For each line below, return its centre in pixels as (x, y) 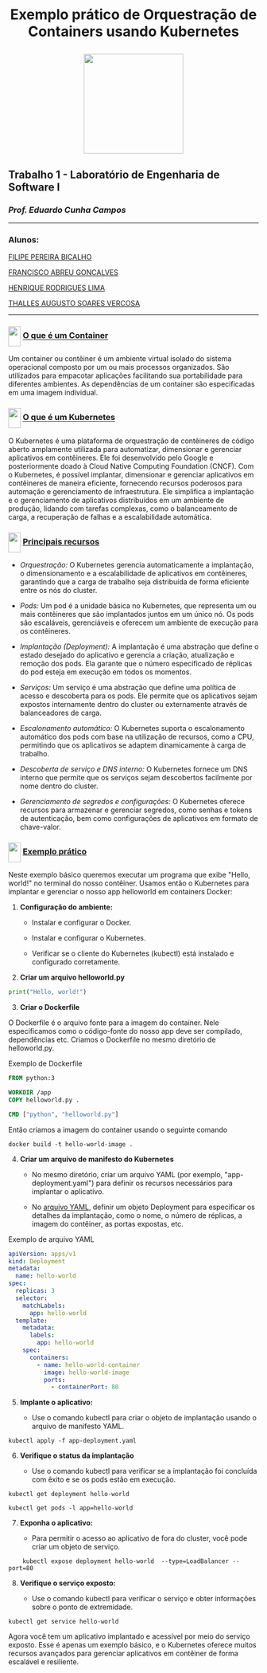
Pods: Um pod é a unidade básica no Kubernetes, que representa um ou (138, 606)
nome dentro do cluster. (59, 786)
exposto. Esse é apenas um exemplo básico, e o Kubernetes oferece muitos (132, 1645)
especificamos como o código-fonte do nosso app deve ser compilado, (125, 1031)
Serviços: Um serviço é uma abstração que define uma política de (128, 688)
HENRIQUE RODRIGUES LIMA (57, 288)
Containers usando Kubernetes (133, 31)
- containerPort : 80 (85, 1387)
